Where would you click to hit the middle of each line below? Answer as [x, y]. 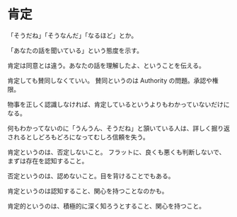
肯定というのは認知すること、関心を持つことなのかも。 [88, 191]
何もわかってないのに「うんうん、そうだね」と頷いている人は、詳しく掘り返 [118, 128]
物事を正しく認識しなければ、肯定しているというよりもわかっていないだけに [118, 104]
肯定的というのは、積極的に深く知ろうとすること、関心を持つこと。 [106, 206]
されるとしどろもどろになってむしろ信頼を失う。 [79, 137]
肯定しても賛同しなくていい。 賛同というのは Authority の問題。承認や [110, 80]
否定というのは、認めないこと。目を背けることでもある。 [91, 176]
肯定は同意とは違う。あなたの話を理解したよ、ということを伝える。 [106, 65]
